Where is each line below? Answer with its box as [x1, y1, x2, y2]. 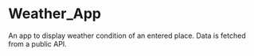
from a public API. [8, 39, 68, 48]
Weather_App [8, 5, 102, 23]
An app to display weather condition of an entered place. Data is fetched [8, 31, 246, 40]
